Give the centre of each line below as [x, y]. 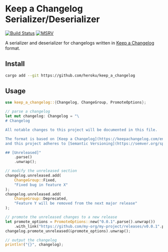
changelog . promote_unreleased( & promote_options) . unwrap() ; [68, 231]
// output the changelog [31, 240]
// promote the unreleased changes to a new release [61, 217]
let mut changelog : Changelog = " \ [42, 116]
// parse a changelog [28, 111]
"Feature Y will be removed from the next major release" [76, 203]
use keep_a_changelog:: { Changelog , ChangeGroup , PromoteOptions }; [76, 102]
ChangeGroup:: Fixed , [35, 180]
